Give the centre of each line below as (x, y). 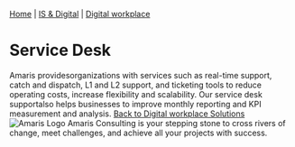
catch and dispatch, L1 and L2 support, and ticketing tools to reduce (135, 85)
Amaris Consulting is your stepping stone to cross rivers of (176, 123)
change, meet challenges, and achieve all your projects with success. (138, 133)
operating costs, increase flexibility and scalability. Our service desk (136, 94)
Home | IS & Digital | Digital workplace (80, 14)
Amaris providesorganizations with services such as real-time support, (141, 75)
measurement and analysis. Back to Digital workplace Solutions (127, 114)
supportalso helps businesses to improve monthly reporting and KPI (135, 104)
